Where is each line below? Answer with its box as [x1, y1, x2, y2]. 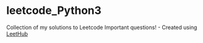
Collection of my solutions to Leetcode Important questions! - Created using [6, 24, 198, 31]
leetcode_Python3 [6, 4, 102, 18]
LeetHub [6, 30, 29, 37]
